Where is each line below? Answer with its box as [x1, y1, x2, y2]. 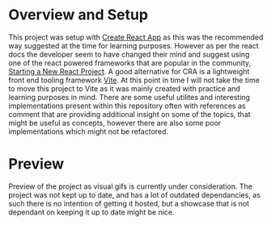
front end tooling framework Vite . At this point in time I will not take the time [8, 75, 260, 85]
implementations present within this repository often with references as [8, 101, 246, 110]
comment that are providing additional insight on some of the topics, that [8, 109, 251, 119]
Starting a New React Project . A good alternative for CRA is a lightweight [8, 66, 250, 76]
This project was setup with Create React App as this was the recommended [8, 32, 264, 42]
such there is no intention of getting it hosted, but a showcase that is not [8, 198, 250, 208]
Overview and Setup [8, 6, 148, 24]
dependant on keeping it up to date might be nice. [8, 207, 176, 217]
